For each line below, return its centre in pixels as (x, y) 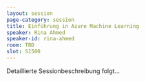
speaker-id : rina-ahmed (41, 39)
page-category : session (41, 20)
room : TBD (21, 45)
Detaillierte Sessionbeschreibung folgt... (63, 71)
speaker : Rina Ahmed (36, 32)
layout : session (30, 13)
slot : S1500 (23, 52)
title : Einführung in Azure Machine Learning (73, 26)
